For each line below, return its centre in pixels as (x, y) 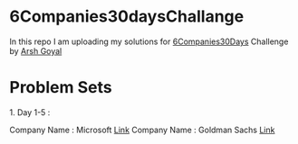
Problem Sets (61, 88)
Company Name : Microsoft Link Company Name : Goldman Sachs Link (142, 130)
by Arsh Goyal (36, 50)
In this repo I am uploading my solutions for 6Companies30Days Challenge (149, 41)
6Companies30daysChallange (127, 17)
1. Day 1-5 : (30, 112)
